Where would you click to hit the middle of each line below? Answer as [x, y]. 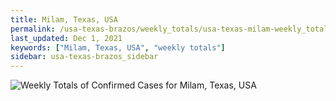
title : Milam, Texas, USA [64, 19]
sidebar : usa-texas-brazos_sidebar [84, 57]
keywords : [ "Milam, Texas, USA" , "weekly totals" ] [118, 47]
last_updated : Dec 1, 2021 [66, 38]
